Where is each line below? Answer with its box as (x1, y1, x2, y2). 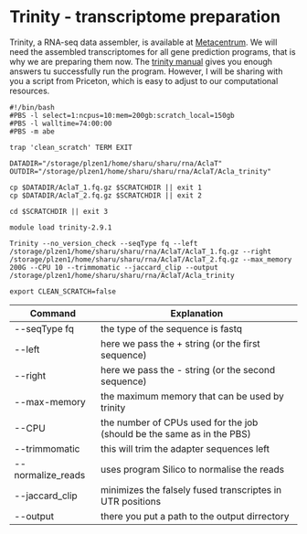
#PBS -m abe (9, 126, 55, 136)
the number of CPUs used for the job (100, 416, 259, 429)
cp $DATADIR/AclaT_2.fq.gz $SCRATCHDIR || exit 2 (9, 190, 203, 200)
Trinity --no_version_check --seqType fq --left (9, 239, 198, 248)
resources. (9, 85, 50, 96)
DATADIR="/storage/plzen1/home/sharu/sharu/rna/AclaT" (9, 158, 223, 168)
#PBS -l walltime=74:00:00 (9, 119, 112, 128)
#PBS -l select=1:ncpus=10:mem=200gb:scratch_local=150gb (9, 111, 235, 120)
